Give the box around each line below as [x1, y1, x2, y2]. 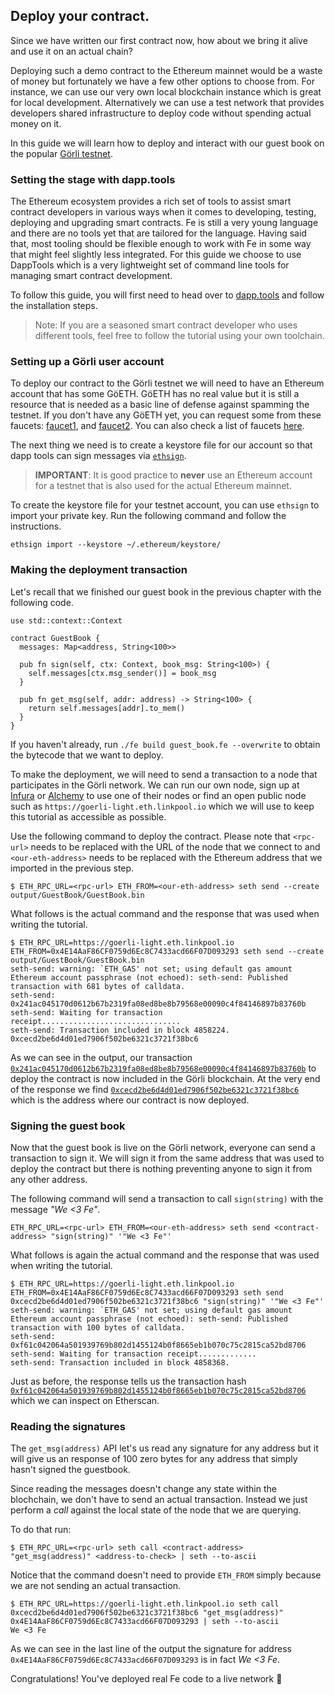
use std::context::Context [10, 615, 123, 626]
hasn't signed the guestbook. [10, 1464, 131, 1476]
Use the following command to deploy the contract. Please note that [10, 830, 291, 842]
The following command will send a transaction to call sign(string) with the [10, 1193, 324, 1204]
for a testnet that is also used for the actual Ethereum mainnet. [34, 480, 292, 492]
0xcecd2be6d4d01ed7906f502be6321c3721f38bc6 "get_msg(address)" [10, 1608, 284, 1618]
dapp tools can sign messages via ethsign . [10, 450, 187, 462]
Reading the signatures [10, 1419, 126, 1433]
